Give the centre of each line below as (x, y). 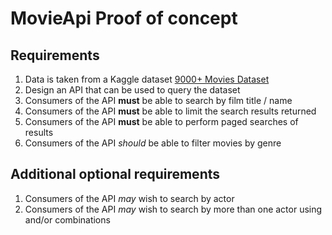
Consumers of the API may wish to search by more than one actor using (173, 209)
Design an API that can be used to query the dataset (132, 90)
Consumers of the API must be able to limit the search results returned (170, 111)
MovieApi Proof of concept (124, 18)
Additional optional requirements (115, 174)
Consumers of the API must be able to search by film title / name (158, 100)
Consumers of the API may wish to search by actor (129, 198)
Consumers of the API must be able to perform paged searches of (161, 121)
